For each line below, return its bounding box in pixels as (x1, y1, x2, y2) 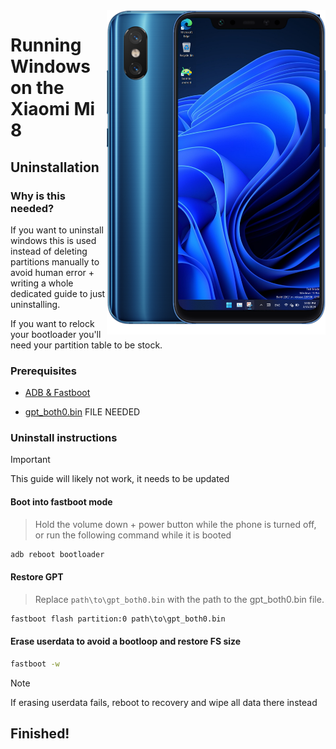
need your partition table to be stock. (10, 339, 163, 351)
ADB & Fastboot (24, 387, 91, 399)
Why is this (10, 189, 66, 203)
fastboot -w (10, 659, 60, 669)
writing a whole (10, 277, 74, 289)
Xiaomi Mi (10, 98, 96, 121)
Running (10, 34, 82, 57)
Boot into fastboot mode (10, 496, 113, 508)
